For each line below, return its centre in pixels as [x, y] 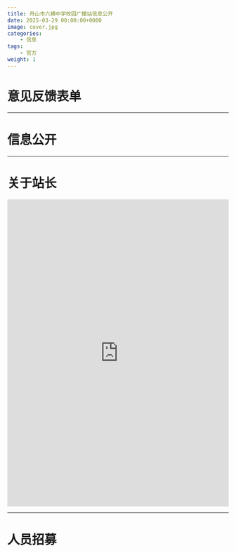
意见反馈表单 [45, 96]
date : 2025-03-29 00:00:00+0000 [54, 20]
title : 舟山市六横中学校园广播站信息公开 [60, 14]
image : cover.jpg [33, 27]
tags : [15, 46]
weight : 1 [22, 60]
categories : [25, 33]
